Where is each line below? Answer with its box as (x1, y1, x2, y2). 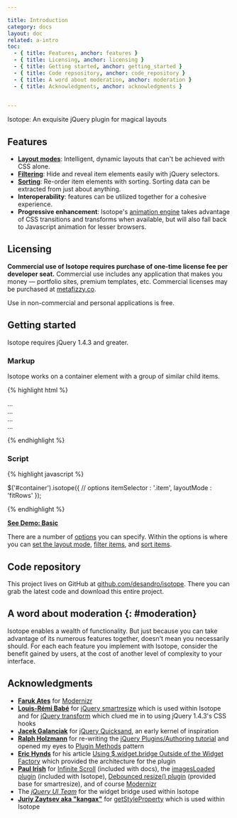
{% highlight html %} (7, 386, 69, 394)
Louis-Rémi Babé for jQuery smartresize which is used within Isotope (17, 703, 221, 712)
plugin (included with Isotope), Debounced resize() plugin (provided (17, 772, 216, 780)
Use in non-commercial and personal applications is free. (7, 298, 175, 307)
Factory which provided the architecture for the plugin (17, 757, 176, 765)
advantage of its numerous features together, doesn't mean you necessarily (7, 634, 229, 642)
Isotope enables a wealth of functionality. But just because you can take (7, 627, 218, 635)
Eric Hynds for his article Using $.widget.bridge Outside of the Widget (17, 749, 224, 758)
